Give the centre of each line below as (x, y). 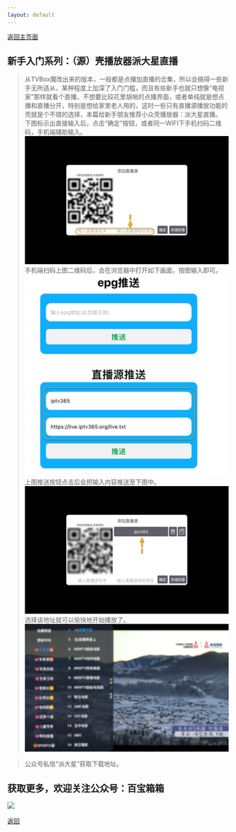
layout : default (31, 15)
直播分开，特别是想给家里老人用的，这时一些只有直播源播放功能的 (132, 106)
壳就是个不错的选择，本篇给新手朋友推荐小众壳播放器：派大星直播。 (123, 114)
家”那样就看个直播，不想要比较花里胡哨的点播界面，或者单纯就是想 (121, 97)
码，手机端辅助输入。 (55, 132)
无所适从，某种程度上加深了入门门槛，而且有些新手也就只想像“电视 (127, 88)
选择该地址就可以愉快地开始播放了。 (77, 619)
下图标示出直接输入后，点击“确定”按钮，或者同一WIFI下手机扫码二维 (123, 123)
